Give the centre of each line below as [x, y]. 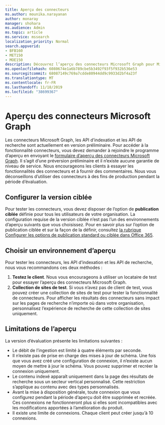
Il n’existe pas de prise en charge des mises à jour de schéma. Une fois [84, 355]
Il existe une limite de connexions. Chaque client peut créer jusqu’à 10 [83, 413]
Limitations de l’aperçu [41, 329]
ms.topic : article [24, 32]
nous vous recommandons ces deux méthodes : [54, 267]
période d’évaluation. [26, 182]
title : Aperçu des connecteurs [37, 10]
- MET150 [14, 55]
